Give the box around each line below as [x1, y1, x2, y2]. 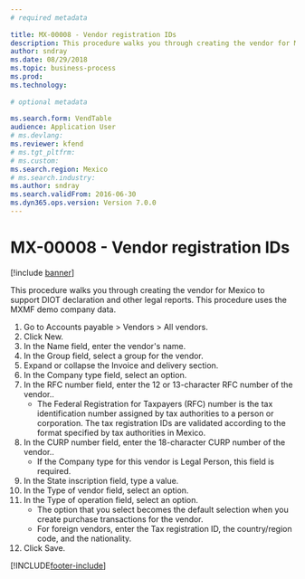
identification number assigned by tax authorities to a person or [36, 408, 274, 419]
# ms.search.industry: [10, 173, 96, 182]
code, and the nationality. [36, 533, 132, 544]
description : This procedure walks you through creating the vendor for [10, 38, 291, 48]
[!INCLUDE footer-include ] [10, 560, 107, 571]
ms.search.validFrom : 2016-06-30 [10, 190, 137, 199]
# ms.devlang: [10, 131, 64, 140]
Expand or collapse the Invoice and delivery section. [23, 359, 219, 371]
